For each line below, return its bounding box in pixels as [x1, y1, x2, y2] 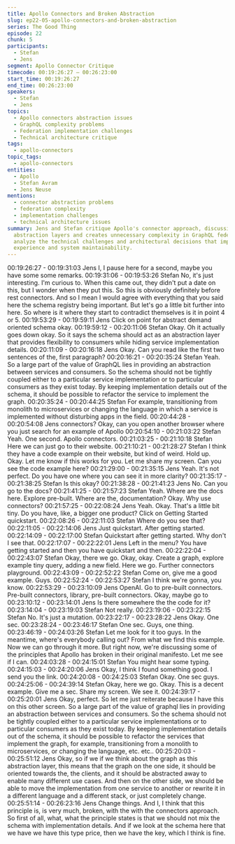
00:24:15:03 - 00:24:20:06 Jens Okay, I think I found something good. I [7, 666, 213, 674]
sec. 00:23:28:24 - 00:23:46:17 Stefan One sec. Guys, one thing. [7, 621, 194, 629]
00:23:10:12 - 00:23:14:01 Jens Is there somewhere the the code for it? [7, 598, 211, 607]
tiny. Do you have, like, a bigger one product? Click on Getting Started [7, 509, 208, 518]
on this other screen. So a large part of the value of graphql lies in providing [7, 703, 226, 711]
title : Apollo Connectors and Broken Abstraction [7, 10, 155, 17]
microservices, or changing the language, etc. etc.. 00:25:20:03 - [7, 747, 196, 756]
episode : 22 [7, 29, 42, 37]
